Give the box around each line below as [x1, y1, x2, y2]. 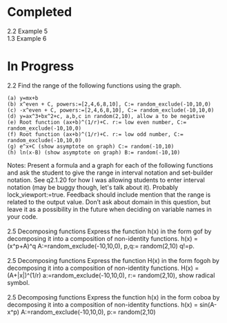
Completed [7, 4, 72, 20]
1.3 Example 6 [7, 34, 47, 42]
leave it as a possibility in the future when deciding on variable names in [7, 205, 213, 213]
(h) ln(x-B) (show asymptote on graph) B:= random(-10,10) [7, 149, 181, 156]
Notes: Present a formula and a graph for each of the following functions [7, 161, 214, 169]
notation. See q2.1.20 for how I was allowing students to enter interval [7, 175, 205, 184]
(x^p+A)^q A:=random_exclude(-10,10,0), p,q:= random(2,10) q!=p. [7, 242, 195, 250]
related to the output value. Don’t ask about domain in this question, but [7, 197, 211, 206]
